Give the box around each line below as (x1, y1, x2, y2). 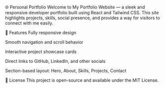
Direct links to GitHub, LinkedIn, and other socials (5, 59, 106, 64)
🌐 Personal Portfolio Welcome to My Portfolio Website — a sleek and (5, 4, 145, 10)
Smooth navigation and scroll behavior (5, 39, 83, 45)
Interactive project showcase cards (5, 49, 77, 55)
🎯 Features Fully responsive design (5, 29, 77, 35)
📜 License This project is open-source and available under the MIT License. (5, 77, 159, 83)
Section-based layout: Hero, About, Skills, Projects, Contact (5, 68, 127, 73)
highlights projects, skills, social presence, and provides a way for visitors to (5, 15, 161, 21)
